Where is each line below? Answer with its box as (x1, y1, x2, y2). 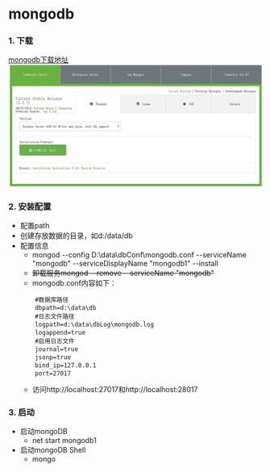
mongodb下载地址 (8, 55, 69, 65)
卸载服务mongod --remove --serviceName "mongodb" (31, 268, 215, 278)
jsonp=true (35, 353, 72, 361)
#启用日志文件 (35, 336, 75, 345)
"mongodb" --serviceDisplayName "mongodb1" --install (31, 258, 219, 268)
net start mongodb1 (31, 436, 97, 445)
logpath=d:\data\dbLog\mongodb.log (35, 320, 155, 328)
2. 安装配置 (8, 201, 52, 212)
